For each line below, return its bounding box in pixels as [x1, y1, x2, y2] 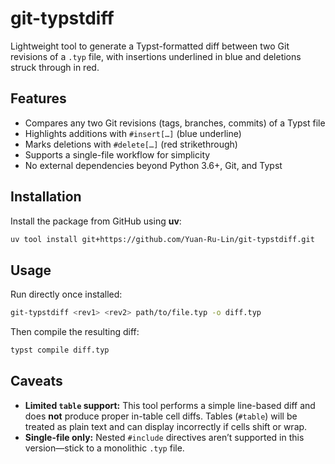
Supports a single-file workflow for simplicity [24, 148, 211, 161]
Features [10, 90, 67, 107]
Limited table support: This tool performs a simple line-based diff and [24, 399, 316, 411]
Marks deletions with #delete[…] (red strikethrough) [24, 138, 238, 150]
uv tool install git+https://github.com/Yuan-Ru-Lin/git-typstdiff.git [10, 234, 315, 244]
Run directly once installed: [10, 288, 123, 301]
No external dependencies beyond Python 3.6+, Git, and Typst [24, 159, 283, 171]
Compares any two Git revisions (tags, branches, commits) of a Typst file [24, 117, 326, 129]
